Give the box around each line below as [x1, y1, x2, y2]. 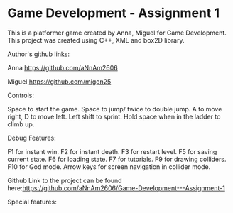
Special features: [7, 197, 57, 206]
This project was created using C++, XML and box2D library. [7, 35, 185, 44]
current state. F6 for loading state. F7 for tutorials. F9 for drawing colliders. [7, 155, 227, 163]
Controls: [7, 91, 34, 99]
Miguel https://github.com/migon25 [7, 77, 112, 86]
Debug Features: [7, 133, 56, 142]
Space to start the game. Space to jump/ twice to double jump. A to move [7, 104, 222, 113]
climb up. [7, 119, 35, 129]
